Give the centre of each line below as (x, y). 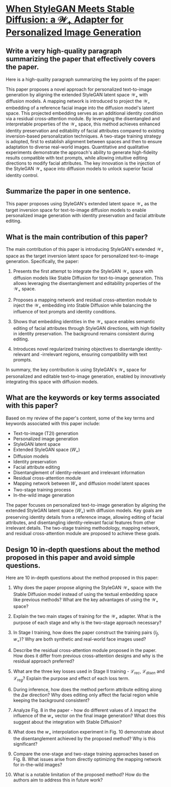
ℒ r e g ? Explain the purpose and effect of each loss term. (71, 679)
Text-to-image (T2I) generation (46, 433)
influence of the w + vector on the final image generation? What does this (89, 716)
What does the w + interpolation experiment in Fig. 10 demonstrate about (89, 733)
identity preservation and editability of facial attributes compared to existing (85, 130)
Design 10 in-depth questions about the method (83, 549)
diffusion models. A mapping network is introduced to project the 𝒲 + (78, 102)
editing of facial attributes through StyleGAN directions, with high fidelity (89, 328)
